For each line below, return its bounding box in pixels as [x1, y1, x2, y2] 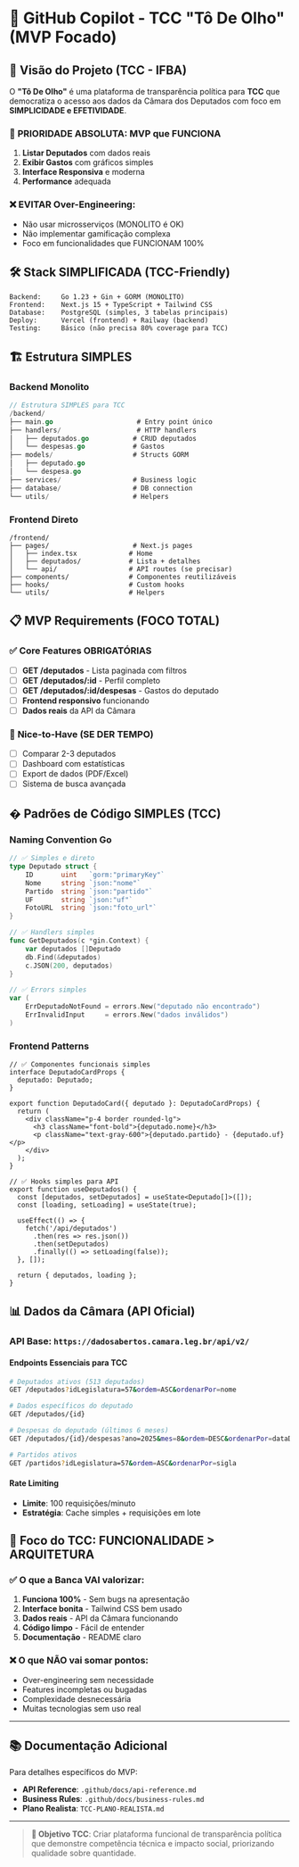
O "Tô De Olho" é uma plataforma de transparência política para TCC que [9, 87, 280, 96]
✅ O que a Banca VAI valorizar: [9, 1574, 145, 1587]
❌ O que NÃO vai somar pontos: [9, 1655, 149, 1667]
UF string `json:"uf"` [25, 895, 133, 904]
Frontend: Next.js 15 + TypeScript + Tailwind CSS [9, 301, 214, 310]
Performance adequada [21, 176, 111, 187]
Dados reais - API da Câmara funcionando [21, 1613, 179, 1623]
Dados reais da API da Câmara [21, 705, 136, 716]
